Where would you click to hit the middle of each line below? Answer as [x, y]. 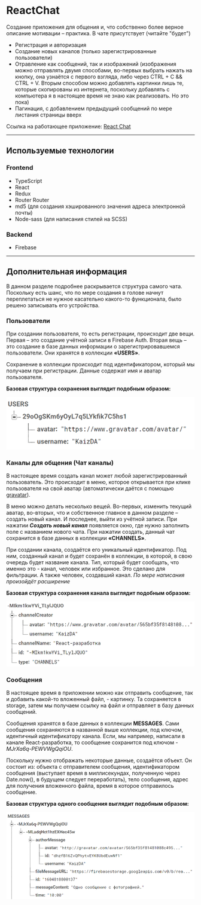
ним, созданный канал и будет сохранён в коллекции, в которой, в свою [99, 556]
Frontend [20, 168]
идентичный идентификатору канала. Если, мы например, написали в [96, 736]
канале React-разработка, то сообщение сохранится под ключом [90, 742]
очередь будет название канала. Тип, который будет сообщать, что [93, 562]
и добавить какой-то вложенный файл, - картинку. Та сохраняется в [94, 699]
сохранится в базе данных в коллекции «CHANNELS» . [76, 538]
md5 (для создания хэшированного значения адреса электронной [100, 206]
